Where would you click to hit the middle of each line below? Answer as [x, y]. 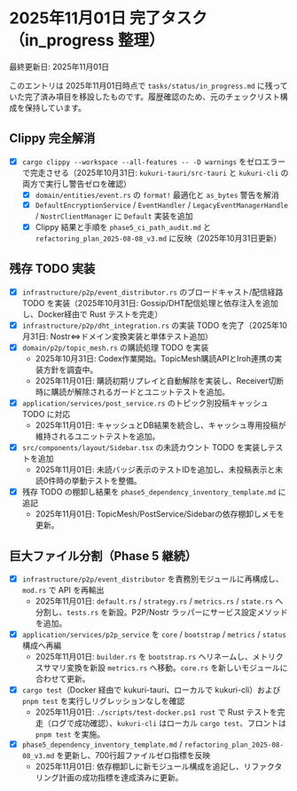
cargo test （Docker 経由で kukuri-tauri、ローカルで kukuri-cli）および [151, 690]
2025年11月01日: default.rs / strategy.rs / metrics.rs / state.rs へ [159, 601]
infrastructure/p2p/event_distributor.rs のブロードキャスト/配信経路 [152, 292]
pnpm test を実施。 [70, 734]
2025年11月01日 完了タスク [109, 18]
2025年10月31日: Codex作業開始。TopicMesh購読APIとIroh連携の [155, 359]
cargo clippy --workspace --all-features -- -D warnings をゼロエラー [154, 162]
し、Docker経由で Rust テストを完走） [92, 314]
